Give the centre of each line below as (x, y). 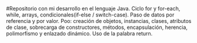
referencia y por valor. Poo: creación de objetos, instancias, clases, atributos (99, 21)
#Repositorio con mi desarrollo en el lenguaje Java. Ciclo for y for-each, (93, 9)
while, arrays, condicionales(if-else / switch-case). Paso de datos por (90, 15)
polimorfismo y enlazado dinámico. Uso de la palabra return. (79, 34)
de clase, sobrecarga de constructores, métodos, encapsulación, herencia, (97, 27)
